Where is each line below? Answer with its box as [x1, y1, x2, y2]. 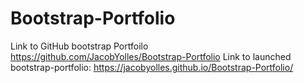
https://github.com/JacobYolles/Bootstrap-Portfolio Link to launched [10, 50, 292, 62]
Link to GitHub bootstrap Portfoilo [10, 40, 149, 52]
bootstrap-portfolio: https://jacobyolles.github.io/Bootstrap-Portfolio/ [10, 61, 294, 73]
